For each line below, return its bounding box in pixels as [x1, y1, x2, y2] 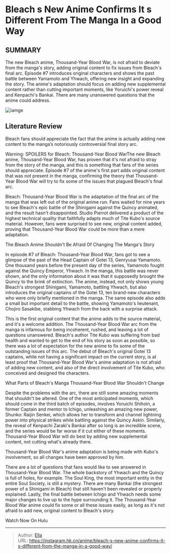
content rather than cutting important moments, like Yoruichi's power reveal [5, 86, 164, 93]
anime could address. [5, 97, 51, 103]
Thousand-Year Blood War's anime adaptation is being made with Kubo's [5, 449, 159, 455]
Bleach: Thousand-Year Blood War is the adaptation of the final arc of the [5, 193, 159, 200]
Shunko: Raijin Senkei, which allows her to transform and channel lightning [5, 411, 162, 417]
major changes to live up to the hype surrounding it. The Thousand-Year [5, 496, 157, 502]
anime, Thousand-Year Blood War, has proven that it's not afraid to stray [5, 156, 157, 162]
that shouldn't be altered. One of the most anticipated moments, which [5, 395, 154, 401]
